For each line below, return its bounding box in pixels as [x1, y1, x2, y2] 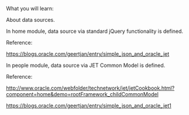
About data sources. [6, 16, 55, 23]
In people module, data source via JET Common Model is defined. [6, 62, 166, 69]
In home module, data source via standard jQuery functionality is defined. [6, 28, 183, 35]
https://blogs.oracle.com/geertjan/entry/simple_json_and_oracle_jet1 [6, 102, 171, 109]
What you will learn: [6, 5, 54, 12]
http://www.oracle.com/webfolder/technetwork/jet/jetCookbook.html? [6, 84, 175, 92]
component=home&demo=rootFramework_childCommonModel [6, 91, 159, 97]
